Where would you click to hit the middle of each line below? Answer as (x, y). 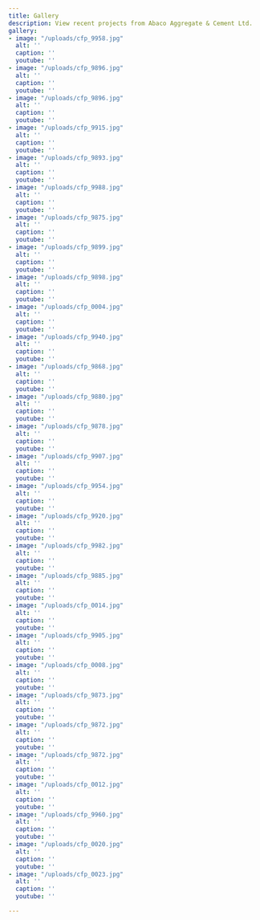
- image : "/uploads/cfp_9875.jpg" (66, 218)
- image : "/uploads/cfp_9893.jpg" (66, 157)
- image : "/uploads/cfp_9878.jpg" (66, 426)
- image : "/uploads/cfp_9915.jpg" (66, 128)
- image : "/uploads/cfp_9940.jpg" (66, 337)
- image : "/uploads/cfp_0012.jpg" (66, 784)
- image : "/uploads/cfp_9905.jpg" (66, 635)
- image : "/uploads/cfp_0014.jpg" (66, 605)
